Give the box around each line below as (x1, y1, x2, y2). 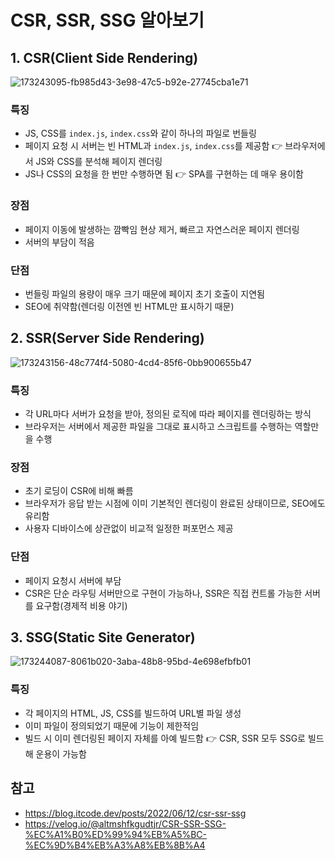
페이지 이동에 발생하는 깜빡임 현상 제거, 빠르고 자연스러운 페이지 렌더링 (24, 223, 300, 235)
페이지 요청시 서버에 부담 (24, 574, 122, 586)
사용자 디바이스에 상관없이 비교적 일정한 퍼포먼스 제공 (24, 522, 234, 535)
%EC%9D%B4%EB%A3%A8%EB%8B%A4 (24, 839, 206, 851)
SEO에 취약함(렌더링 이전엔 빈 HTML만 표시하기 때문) (24, 300, 235, 312)
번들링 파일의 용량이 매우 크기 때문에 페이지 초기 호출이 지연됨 (24, 287, 265, 300)
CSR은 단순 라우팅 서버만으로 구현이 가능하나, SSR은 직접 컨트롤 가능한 (24, 587, 303, 599)
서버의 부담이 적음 (24, 236, 95, 248)
